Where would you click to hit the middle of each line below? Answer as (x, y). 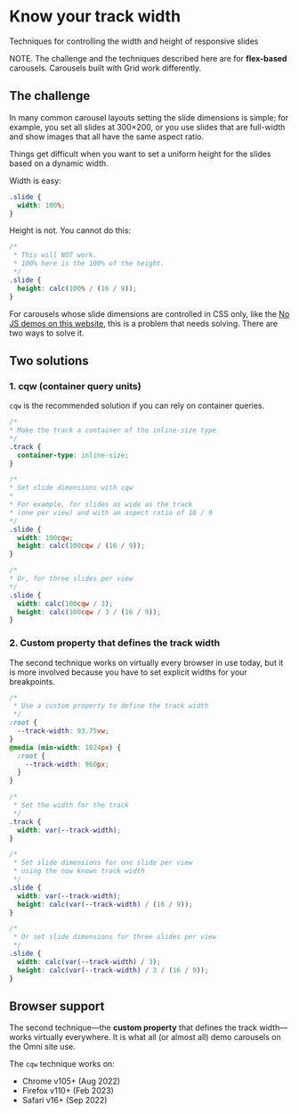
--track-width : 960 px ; (67, 764)
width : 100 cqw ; (45, 537)
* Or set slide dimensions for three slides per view (115, 937)
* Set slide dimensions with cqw (71, 488)
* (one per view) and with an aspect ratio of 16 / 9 (111, 512)
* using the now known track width (79, 871)
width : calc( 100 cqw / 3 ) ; (65, 603)
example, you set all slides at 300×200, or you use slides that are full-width (147, 127)
